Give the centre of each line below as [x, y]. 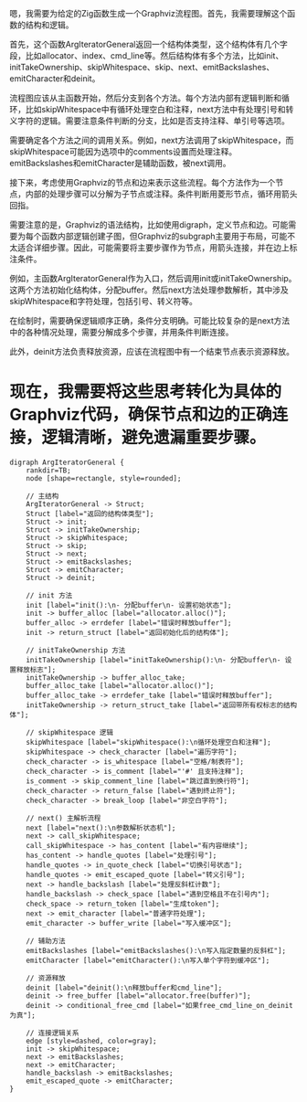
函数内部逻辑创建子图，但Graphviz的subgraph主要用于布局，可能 [164, 236]
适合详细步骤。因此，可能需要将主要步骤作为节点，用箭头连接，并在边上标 [157, 248]
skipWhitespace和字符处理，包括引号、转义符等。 [104, 301]
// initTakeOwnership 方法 [76, 650]
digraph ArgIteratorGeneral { [67, 462]
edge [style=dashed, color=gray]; [91, 1041]
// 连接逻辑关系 [53, 1033]
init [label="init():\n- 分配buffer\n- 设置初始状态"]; [129, 605]
